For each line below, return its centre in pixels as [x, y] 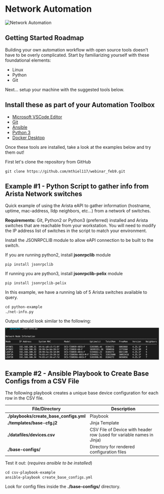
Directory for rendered [112, 447]
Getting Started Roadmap [44, 38]
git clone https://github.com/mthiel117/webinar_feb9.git [65, 171]
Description [123, 409]
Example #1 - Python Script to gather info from [77, 186]
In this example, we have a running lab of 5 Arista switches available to [76, 292]
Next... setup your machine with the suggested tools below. [65, 90]
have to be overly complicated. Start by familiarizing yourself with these [77, 55]
